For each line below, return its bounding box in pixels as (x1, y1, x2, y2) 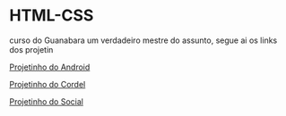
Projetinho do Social (9, 95, 83, 107)
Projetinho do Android (9, 62, 91, 72)
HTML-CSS (9, 5, 94, 26)
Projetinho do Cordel (9, 79, 86, 89)
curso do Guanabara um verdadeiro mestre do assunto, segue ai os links (9, 35, 278, 46)
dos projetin (9, 44, 54, 54)
